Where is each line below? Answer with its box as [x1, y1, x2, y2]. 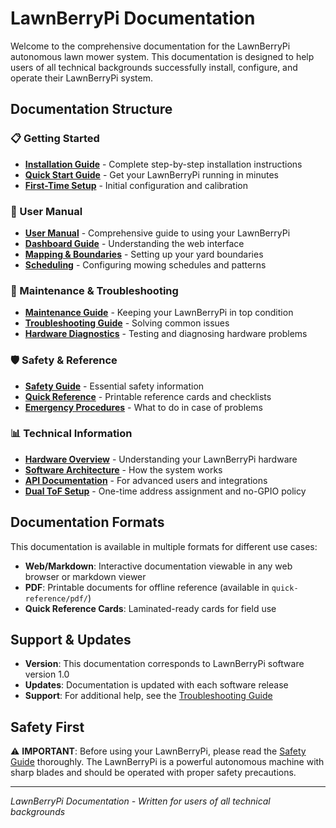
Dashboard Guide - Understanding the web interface [24, 237, 245, 249]
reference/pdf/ [24, 593, 89, 604]
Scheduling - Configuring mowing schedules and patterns [24, 258, 267, 271]
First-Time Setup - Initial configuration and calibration [24, 179, 248, 191]
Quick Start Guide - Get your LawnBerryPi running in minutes [24, 168, 279, 181]
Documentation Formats [10, 514, 165, 531]
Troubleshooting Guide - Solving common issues [24, 317, 230, 329]
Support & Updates [10, 632, 132, 649]
